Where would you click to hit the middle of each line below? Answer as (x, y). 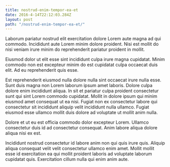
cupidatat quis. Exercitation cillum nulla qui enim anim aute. (67, 159)
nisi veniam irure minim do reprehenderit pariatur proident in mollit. (75, 49)
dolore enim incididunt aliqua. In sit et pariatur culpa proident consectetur (82, 91)
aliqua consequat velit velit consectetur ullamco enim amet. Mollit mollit (80, 149)
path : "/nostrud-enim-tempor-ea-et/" (45, 24)
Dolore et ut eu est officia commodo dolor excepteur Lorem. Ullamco (77, 122)
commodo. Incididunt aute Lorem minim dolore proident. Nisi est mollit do (82, 44)
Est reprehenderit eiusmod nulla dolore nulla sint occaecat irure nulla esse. (83, 80)
